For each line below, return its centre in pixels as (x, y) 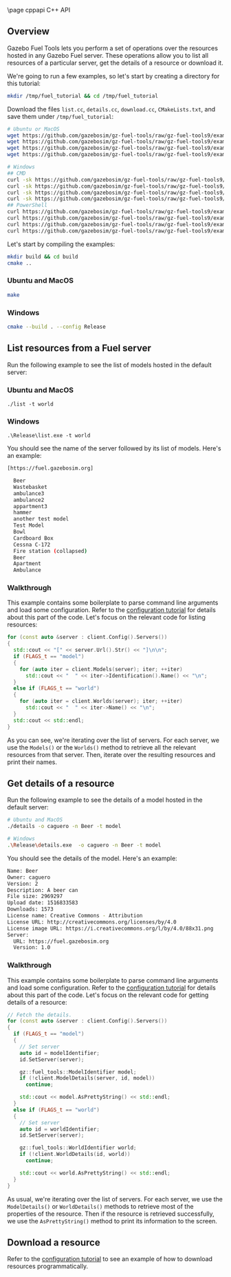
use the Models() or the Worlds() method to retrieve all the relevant (102, 747)
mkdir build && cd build (43, 257)
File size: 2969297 (35, 897)
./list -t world (30, 404)
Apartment (27, 564)
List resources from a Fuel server (79, 348)
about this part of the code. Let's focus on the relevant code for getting (108, 995)
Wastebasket (31, 487)
